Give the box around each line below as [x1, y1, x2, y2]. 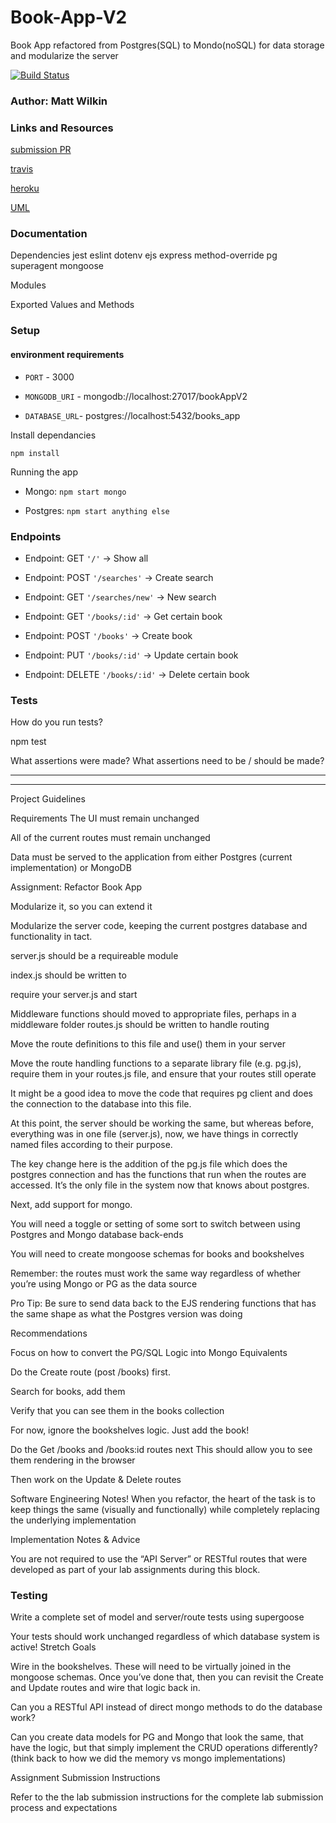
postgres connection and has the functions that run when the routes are [10, 1169, 307, 1181]
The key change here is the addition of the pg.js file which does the [10, 1158, 288, 1170]
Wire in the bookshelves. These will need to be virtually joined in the [10, 1661, 292, 1673]
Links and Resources [10, 121, 114, 135]
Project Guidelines [10, 793, 86, 805]
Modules [10, 279, 47, 291]
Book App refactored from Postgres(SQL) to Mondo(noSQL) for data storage [10, 39, 325, 51]
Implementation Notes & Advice [10, 1534, 141, 1546]
